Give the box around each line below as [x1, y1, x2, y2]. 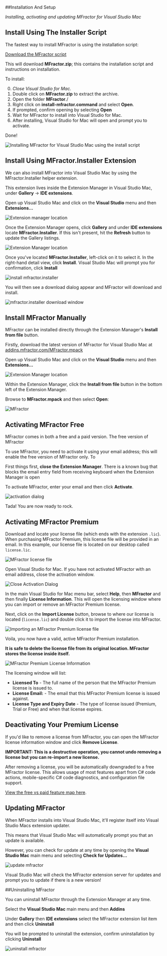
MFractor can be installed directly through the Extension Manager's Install [5, 327, 158, 333]
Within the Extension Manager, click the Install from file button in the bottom [5, 381, 163, 387]
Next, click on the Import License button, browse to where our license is [5, 611, 154, 617]
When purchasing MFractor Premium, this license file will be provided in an [5, 536, 159, 542]
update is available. [5, 837, 45, 843]
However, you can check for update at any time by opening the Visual [5, 847, 149, 853]
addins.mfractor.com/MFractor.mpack [5, 347, 83, 353]
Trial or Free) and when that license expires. [12, 706, 103, 713]
